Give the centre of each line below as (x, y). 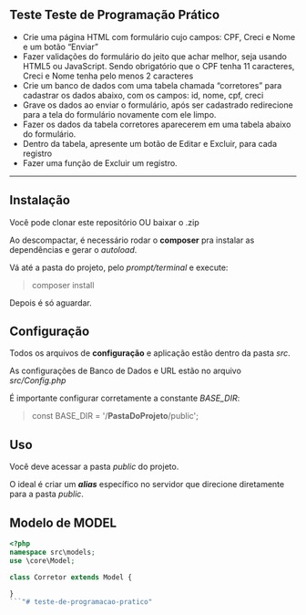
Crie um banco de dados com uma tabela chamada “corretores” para (152, 85)
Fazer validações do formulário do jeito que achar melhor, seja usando (154, 56)
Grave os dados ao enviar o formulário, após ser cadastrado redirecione (158, 105)
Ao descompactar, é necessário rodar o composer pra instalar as (132, 240)
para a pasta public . (47, 494)
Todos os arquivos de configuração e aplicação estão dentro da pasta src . (150, 353)
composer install (63, 285)
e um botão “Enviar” (60, 47)
